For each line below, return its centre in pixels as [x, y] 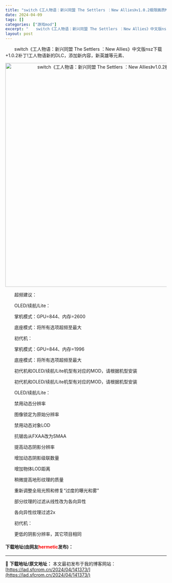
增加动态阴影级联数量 [37, 458]
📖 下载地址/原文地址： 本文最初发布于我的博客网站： [61, 564]
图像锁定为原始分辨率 [37, 414]
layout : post [19, 34]
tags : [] [15, 19]
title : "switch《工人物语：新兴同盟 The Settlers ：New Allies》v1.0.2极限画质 [85, 10]
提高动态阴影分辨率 [34, 447]
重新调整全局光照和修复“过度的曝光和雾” [57, 490]
